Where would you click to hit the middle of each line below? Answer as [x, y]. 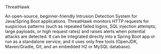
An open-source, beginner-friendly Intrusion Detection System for [71, 16]
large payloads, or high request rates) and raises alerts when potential [75, 31]
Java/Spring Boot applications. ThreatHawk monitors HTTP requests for [77, 21]
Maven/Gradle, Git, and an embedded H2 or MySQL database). [68, 47]
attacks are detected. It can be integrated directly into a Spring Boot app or [80, 36]
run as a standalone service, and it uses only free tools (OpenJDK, [72, 42]
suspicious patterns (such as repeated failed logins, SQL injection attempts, [81, 26]
